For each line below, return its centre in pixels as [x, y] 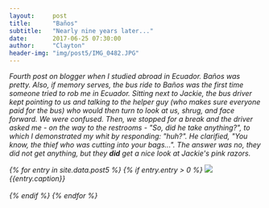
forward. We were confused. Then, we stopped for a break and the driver [131, 119]
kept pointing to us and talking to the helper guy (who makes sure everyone [135, 102]
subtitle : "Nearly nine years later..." [81, 31]
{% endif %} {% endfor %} [54, 196]
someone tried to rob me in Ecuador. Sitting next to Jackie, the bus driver [131, 93]
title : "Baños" [44, 23]
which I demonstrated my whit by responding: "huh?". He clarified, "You [128, 136]
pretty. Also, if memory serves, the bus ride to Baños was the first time [126, 85]
